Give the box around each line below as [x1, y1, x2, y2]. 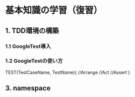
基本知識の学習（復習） [5, 5, 103, 16]
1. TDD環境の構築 [5, 26, 59, 35]
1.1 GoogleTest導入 [5, 42, 51, 50]
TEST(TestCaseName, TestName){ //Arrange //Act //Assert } [5, 69, 130, 75]
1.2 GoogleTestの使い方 [5, 58, 63, 65]
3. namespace [5, 84, 51, 92]
